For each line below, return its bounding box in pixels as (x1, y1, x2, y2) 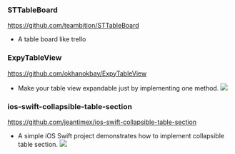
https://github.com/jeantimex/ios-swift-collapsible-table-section (7, 118, 197, 126)
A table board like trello (17, 35, 86, 43)
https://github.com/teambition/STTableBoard (7, 21, 139, 30)
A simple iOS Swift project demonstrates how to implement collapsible (17, 131, 225, 140)
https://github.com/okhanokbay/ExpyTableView (7, 69, 147, 78)
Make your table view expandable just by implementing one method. (17, 83, 219, 92)
